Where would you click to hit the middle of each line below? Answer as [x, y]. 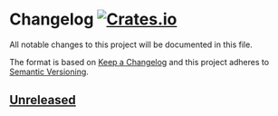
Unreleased [43, 100]
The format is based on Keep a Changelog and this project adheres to [139, 62]
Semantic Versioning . [49, 72]
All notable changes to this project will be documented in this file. [131, 44]
